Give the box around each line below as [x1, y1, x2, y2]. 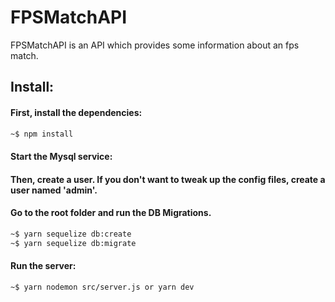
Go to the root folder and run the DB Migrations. [10, 207, 212, 219]
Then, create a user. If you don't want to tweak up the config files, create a [10, 173, 326, 185]
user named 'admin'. [10, 184, 98, 196]
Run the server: [10, 260, 77, 272]
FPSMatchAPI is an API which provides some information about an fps [10, 39, 300, 51]
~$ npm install [10, 129, 74, 139]
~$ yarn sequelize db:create [10, 229, 132, 239]
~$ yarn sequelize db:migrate [10, 238, 137, 248]
